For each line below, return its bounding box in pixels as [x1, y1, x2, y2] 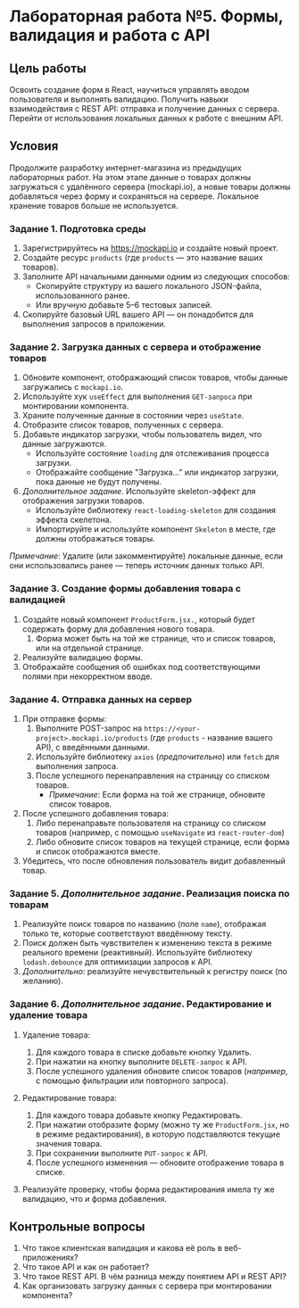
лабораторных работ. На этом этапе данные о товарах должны [9, 171, 252, 182]
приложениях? [21, 1252, 79, 1263]
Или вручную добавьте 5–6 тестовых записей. [35, 300, 212, 310]
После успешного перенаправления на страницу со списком [35, 770, 270, 781]
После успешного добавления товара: [21, 808, 170, 818]
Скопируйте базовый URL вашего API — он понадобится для [21, 310, 254, 320]
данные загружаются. [21, 439, 107, 450]
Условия [9, 138, 59, 153]
